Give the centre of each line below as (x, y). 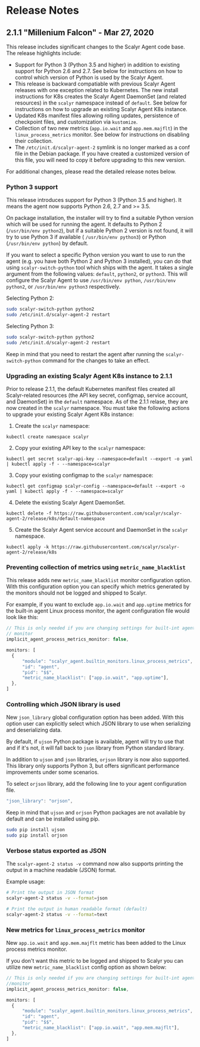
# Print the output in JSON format (50, 893)
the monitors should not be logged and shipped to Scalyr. (76, 593)
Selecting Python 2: (30, 298)
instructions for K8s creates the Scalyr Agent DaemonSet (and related (100, 97)
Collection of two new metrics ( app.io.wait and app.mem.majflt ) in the (101, 128)
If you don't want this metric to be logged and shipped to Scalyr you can (95, 961)
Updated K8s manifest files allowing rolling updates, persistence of (97, 115)
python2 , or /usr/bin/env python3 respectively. (63, 287)
